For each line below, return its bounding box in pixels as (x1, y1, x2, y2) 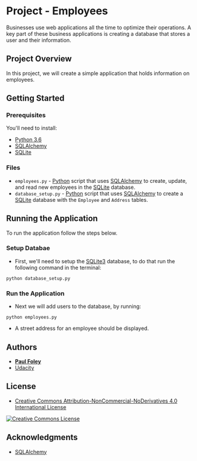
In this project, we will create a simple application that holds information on (6, 70, 190, 77)
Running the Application (6, 213, 98, 224)
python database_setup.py (6, 275, 70, 281)
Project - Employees (6, 4, 108, 18)
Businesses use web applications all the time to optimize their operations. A (6, 24, 192, 31)
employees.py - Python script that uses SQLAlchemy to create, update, (14, 177, 187, 184)
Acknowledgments (6, 432, 79, 443)
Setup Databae (6, 244, 51, 253)
